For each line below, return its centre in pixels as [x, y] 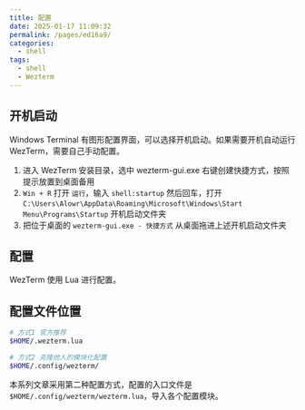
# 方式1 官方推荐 [38, 333]
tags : [20, 60]
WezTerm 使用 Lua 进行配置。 [65, 280]
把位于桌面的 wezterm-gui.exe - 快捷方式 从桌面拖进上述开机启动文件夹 [155, 225]
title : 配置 [30, 18]
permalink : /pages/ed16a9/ [60, 34]
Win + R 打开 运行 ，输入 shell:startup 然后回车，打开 [122, 192]
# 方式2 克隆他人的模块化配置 [58, 357]
